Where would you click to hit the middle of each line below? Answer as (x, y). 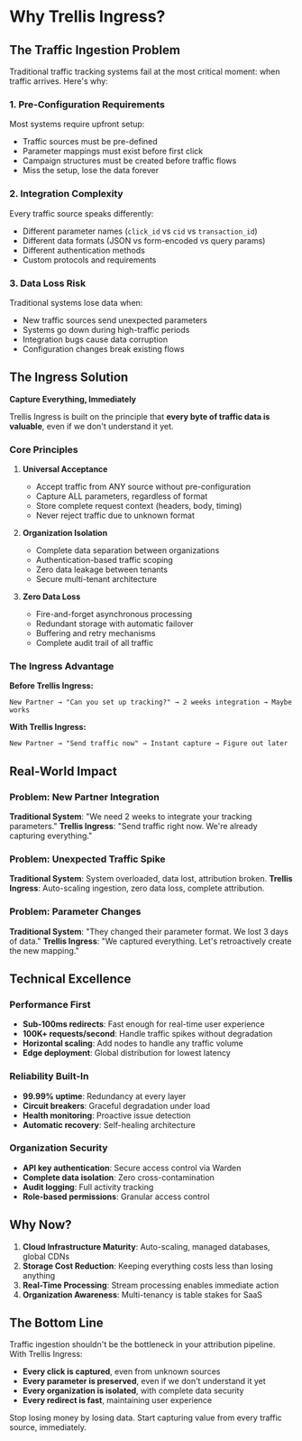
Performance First (50, 1004)
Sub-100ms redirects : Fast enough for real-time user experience (143, 1024)
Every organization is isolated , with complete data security (133, 1390)
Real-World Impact (63, 771)
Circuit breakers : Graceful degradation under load (116, 1105)
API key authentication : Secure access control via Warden (132, 1168)
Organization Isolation (65, 533)
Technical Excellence (70, 979)
